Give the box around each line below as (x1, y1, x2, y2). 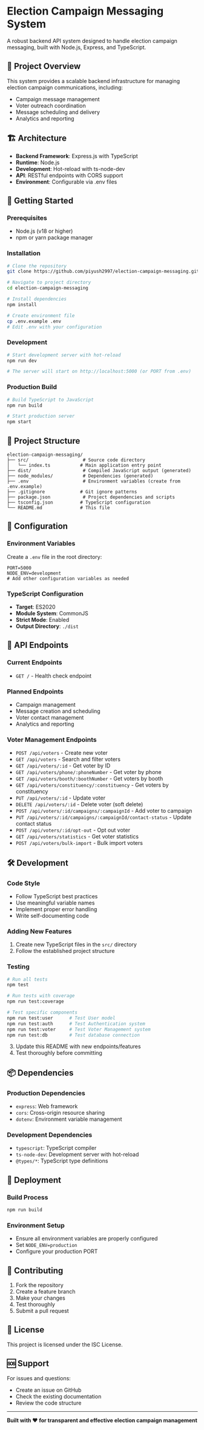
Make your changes (15, 1294, 65, 1301)
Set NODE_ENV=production (15, 1241, 77, 1249)
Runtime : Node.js (15, 159, 60, 166)
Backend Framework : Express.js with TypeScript (15, 152, 138, 159)
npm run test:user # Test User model (7, 1015, 116, 1021)
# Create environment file (7, 312, 75, 319)
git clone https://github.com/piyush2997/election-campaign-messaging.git (7, 269, 200, 275)
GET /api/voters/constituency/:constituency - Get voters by (15, 781, 169, 789)
